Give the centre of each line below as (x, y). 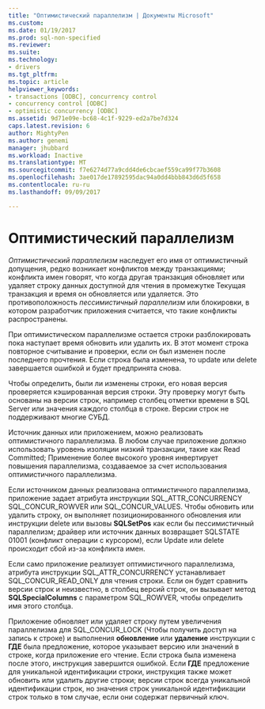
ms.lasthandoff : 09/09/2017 (55, 192)
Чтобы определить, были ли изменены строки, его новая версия (118, 383)
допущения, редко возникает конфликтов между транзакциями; (117, 268)
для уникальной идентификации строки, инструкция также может (120, 671)
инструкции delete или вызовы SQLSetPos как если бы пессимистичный (131, 523)
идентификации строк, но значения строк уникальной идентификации (127, 688)
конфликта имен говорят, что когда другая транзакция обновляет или (127, 277)
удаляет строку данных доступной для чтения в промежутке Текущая (127, 285)
